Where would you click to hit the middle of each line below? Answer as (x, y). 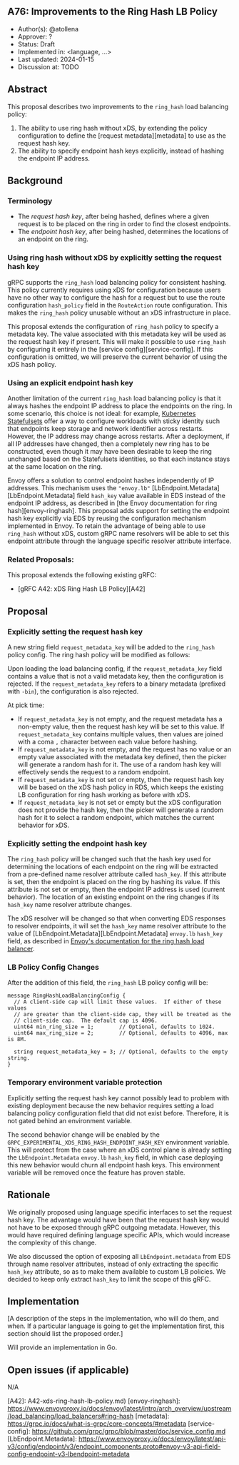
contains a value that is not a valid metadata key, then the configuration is (116, 676)
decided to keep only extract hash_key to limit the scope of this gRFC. (109, 1279)
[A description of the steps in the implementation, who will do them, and (113, 1319)
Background (35, 181)
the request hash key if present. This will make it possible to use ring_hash (117, 341)
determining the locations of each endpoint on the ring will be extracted (113, 867)
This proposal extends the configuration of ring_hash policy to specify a (113, 326)
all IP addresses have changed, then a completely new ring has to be (108, 443)
